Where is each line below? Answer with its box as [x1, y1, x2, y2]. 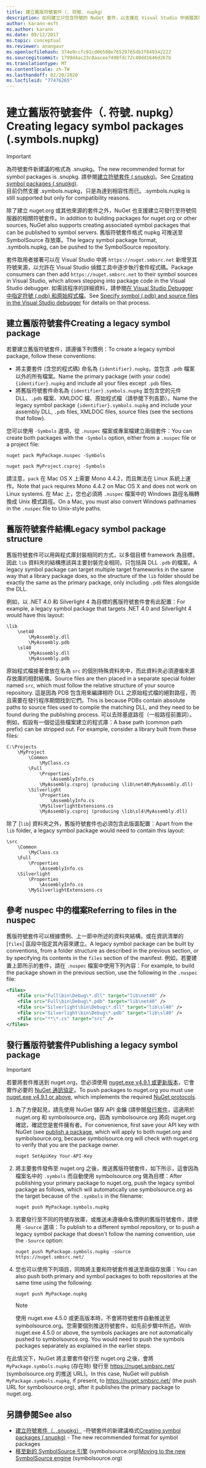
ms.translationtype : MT [6, 60, 67, 66]
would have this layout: [6, 611, 64, 619]
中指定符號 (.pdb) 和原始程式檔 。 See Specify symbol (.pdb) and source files [6, 292, 199, 300]
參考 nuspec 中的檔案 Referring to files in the [6, 905, 177, 916]
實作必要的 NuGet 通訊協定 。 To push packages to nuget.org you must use [6, 1087, 194, 1094]
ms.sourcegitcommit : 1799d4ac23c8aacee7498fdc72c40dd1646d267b [6, 55, 172, 61]
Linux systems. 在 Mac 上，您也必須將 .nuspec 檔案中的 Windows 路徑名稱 [6, 490, 194, 498]
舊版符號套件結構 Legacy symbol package [6, 524, 166, 534]
